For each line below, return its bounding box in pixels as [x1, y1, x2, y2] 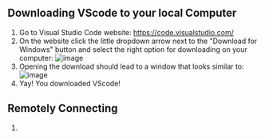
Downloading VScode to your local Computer [7, 6, 237, 20]
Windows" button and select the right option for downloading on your [18, 44, 248, 54]
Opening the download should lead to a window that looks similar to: [18, 62, 244, 71]
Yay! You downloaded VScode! [18, 78, 121, 88]
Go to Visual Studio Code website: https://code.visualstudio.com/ [18, 27, 235, 37]
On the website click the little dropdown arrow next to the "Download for [18, 36, 258, 46]
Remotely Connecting [7, 101, 118, 115]
